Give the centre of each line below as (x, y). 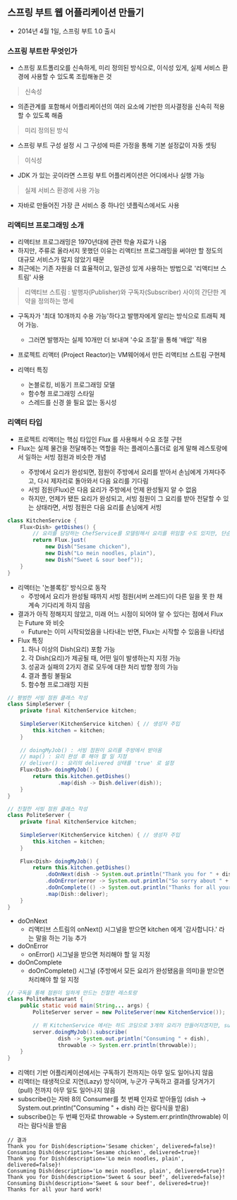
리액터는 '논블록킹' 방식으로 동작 (62, 587)
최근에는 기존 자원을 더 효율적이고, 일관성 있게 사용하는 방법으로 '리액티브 (118, 268)
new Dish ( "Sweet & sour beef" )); (94, 559)
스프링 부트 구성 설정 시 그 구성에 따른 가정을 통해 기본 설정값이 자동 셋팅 (117, 145)
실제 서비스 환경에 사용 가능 (62, 190)
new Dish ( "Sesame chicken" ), (88, 547)
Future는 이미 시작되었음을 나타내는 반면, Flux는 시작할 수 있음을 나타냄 (126, 631)
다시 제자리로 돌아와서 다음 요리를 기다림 (93, 480)
